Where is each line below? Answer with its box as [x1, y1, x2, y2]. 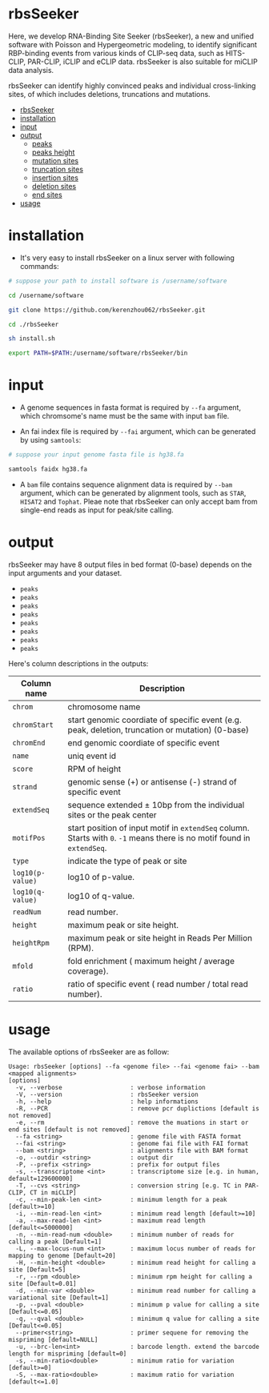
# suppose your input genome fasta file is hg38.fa [8, 451, 184, 459]
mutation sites [31, 155, 78, 165]
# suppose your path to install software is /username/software [8, 277, 227, 285]
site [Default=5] [8, 1266, 66, 1274]
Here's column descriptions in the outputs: [8, 658, 149, 668]
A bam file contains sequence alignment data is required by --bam [19, 480, 233, 489]
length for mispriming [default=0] [8, 1350, 127, 1358]
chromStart [12, 720, 54, 729]
